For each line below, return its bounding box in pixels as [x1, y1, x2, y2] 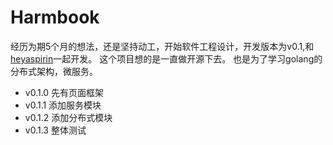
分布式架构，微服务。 [10, 65, 98, 77]
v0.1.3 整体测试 [24, 124, 87, 136]
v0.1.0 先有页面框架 [24, 86, 105, 98]
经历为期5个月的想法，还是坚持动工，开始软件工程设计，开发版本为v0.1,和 [10, 40, 315, 52]
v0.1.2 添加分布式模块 [24, 111, 113, 123]
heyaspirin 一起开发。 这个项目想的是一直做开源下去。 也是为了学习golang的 [10, 52, 323, 65]
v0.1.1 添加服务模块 [24, 99, 102, 111]
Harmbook [10, 6, 100, 29]
